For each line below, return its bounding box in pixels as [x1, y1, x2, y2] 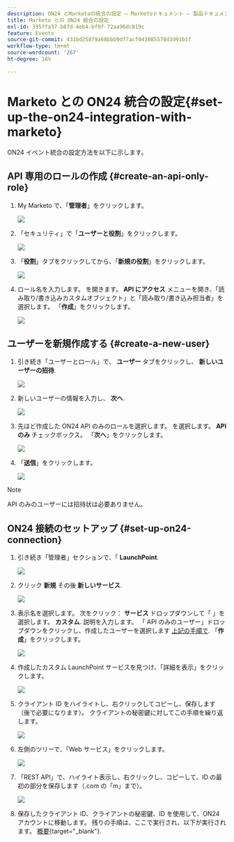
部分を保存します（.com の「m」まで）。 [29, 782, 146, 790]
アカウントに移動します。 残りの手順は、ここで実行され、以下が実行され [17, 818, 226, 827]
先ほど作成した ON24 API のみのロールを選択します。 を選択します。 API [17, 422, 227, 430]
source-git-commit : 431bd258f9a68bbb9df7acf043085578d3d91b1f [7, 36, 192, 43]
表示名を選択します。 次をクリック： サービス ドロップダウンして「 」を [17, 609, 225, 617]
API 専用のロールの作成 [7, 170, 108, 182]
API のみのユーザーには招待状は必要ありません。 [7, 500, 147, 509]
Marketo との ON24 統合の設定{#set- [7, 93, 223, 110]
